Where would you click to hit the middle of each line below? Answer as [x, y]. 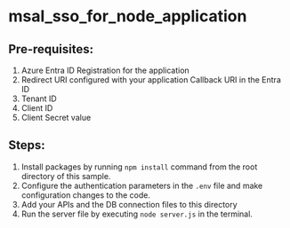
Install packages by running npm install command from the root [139, 167]
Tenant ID [39, 98]
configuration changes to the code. [85, 195]
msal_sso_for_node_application [128, 16]
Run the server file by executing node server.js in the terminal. [137, 214]
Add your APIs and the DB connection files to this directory [129, 204]
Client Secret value [56, 118]
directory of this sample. [66, 176]
